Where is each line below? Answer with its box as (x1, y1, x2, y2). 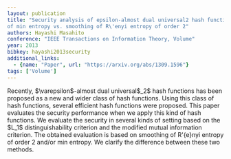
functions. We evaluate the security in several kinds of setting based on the (7, 116, 221, 124)
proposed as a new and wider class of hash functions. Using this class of (7, 94, 214, 102)
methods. (7, 145, 34, 153)
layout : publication (7, 10, 67, 17)
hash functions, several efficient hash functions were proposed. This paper (7, 101, 220, 109)
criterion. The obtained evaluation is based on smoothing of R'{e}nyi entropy (7, 130, 224, 138)
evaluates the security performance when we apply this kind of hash (7, 108, 201, 117)
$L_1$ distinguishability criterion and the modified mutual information (7, 123, 203, 131)
